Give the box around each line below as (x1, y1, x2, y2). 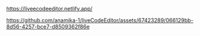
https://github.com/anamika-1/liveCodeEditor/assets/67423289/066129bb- (6, 17, 194, 23)
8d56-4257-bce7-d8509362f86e (6, 23, 90, 30)
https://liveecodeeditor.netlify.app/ (6, 5, 93, 12)
